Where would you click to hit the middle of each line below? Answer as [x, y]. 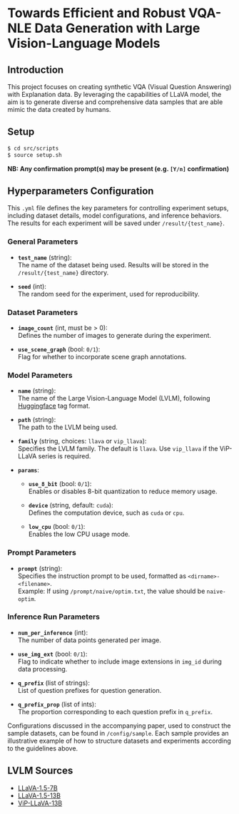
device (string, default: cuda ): [71, 505]
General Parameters [43, 242]
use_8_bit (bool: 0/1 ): [60, 484]
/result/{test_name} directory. [63, 272]
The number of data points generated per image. [90, 640]
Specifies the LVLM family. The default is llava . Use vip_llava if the [118, 449]
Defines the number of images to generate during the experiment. [115, 335]
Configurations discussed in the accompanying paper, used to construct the [119, 726]
